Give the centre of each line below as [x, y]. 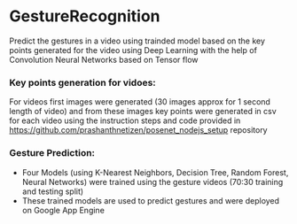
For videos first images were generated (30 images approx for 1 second [140, 102]
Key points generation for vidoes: [83, 82]
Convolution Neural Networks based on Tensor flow [104, 59]
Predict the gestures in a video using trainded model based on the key [137, 41]
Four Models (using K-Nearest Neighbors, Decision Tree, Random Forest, [155, 172]
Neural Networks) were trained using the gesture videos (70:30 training [152, 182]
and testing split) [53, 191]
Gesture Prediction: [52, 153]
